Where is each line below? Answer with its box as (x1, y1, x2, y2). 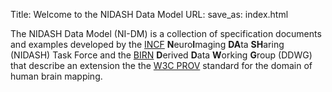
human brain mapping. (10, 70, 103, 82)
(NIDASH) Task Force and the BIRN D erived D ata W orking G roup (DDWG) (10, 49, 313, 61)
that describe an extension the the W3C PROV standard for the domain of (10, 60, 313, 71)
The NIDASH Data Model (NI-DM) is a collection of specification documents (10, 28, 322, 39)
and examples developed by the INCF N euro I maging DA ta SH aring (10, 39, 285, 50)
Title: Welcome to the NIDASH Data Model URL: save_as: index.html (10, 9, 289, 20)
